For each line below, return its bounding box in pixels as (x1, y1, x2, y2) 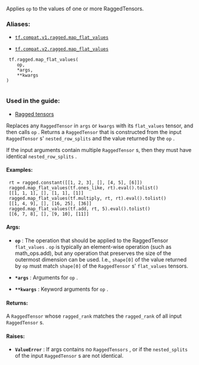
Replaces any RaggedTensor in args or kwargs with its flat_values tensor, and (6, 122, 194, 129)
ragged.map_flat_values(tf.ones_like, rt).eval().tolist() (8, 185, 159, 191)
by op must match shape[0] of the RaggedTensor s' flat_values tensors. (14, 263, 189, 269)
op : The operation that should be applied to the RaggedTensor (14, 237, 169, 244)
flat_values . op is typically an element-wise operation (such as (14, 244, 172, 250)
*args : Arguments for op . (14, 274, 79, 281)
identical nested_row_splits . (6, 153, 77, 160)
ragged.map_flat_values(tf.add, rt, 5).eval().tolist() (8, 206, 151, 212)
